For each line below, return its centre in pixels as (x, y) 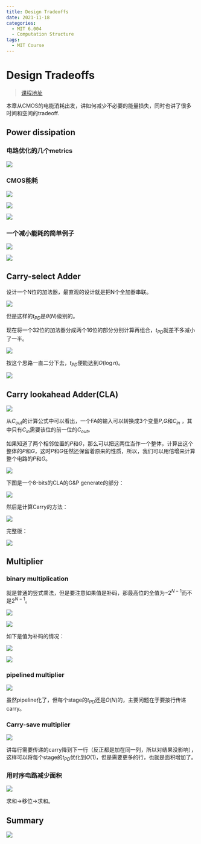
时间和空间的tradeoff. (33, 113)
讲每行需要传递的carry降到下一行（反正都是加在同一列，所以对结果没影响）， (101, 750)
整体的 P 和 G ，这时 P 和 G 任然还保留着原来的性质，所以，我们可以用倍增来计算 (101, 451)
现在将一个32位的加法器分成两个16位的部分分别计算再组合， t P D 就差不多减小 (101, 331)
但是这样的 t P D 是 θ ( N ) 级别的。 (42, 316)
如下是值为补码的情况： (35, 636)
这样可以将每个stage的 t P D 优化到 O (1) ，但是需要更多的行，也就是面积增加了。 (101, 758)
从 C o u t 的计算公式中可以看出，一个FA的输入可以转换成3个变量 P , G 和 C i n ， (97, 422)
